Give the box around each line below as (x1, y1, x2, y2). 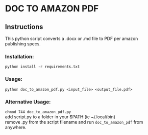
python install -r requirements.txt (5, 65, 80, 69)
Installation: (5, 53, 34, 60)
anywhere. (5, 124, 26, 130)
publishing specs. (5, 41, 41, 47)
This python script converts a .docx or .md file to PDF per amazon (5, 35, 138, 41)
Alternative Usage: (5, 98, 51, 105)
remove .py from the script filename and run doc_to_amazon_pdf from (5, 119, 144, 125)
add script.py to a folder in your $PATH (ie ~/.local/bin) (5, 114, 116, 120)
